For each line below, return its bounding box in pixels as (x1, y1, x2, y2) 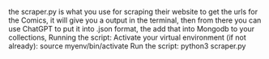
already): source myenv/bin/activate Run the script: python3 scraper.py (8, 41, 246, 51)
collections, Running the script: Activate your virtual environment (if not (8, 32, 246, 42)
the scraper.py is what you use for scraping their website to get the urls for (8, 7, 258, 16)
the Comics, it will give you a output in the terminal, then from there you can (8, 15, 262, 25)
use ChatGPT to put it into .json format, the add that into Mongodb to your (8, 24, 255, 33)
